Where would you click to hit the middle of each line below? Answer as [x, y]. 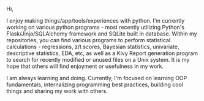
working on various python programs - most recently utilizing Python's [96, 27]
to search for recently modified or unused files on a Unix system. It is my [98, 60]
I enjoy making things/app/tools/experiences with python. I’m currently [96, 21]
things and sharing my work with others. [57, 91]
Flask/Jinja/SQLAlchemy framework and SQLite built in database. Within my [102, 34]
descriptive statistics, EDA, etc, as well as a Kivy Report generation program [102, 53]
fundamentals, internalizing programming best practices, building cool [95, 84]
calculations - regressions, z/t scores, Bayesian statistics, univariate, [93, 47]
